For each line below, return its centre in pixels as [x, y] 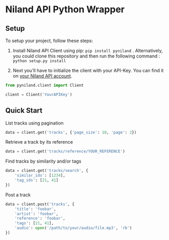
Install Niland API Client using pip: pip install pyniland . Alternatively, [88, 51]
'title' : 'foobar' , [35, 209]
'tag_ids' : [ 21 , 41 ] [36, 181]
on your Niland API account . [42, 76]
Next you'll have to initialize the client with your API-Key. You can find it [88, 71]
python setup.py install [39, 61]
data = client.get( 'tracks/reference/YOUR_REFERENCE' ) [65, 152]
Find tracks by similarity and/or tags [43, 161]
